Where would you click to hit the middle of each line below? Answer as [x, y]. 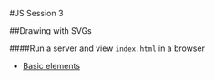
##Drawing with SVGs [51, 30]
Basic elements [51, 66]
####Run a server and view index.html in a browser [107, 48]
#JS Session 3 [36, 13]
